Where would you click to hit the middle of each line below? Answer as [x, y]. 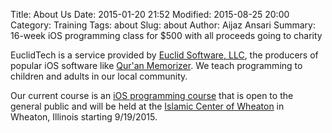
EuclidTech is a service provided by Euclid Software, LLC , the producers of [164, 55]
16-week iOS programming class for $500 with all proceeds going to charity [166, 35]
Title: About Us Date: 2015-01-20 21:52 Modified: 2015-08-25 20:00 [150, 14]
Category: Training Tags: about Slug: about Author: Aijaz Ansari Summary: [163, 25]
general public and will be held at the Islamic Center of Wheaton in [147, 106]
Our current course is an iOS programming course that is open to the [152, 95]
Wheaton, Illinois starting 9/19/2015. [84, 117]
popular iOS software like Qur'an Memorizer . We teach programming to [156, 65]
